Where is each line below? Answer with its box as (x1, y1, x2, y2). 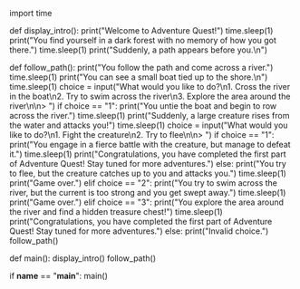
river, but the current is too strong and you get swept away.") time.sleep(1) (9, 188, 286, 197)
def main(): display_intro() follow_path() (9, 253, 157, 264)
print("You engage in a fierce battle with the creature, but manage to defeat (9, 140, 292, 149)
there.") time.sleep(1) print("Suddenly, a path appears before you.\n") (9, 44, 268, 55)
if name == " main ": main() (9, 271, 109, 281)
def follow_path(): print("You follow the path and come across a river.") (9, 63, 274, 72)
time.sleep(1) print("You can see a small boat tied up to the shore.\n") (9, 72, 268, 82)
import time (9, 8, 53, 18)
